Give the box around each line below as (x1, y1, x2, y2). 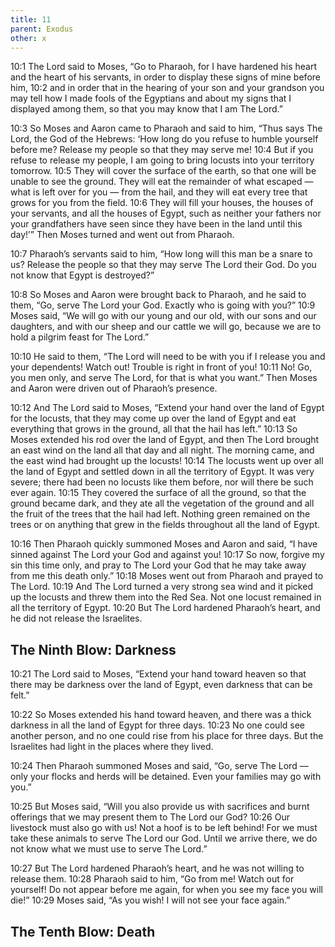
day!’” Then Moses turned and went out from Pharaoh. (10, 229, 235, 241)
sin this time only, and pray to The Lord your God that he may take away (10, 559, 307, 571)
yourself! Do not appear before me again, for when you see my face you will (10, 884, 323, 896)
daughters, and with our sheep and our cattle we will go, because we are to (10, 321, 322, 333)
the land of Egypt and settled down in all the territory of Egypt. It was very (10, 466, 315, 478)
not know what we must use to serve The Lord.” (10, 843, 208, 855)
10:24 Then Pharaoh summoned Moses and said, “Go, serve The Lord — (10, 760, 309, 772)
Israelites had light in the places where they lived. (10, 741, 214, 753)
